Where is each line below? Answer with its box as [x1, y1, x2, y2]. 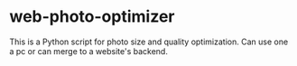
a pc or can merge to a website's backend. [9, 45, 169, 56]
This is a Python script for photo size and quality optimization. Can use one [9, 36, 289, 47]
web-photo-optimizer [9, 6, 175, 27]
